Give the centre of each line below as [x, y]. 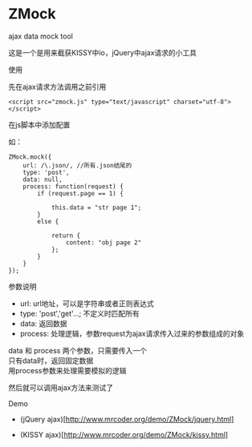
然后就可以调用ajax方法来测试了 [61, 387]
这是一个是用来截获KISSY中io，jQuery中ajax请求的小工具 [103, 52]
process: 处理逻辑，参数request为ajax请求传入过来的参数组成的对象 [132, 333]
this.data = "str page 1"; [96, 207]
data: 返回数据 [43, 323]
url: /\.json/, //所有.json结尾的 [77, 165]
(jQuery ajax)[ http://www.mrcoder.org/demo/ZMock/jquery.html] [127, 419]
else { [48, 221]
